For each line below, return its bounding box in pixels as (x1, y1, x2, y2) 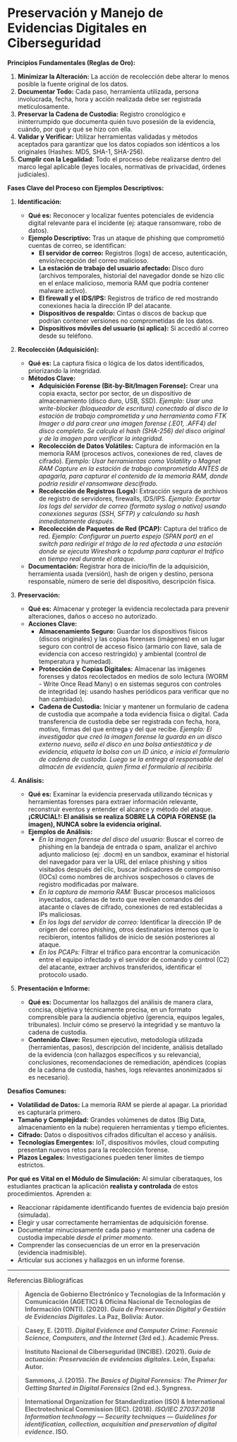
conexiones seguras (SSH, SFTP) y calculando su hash (38, 509, 200, 517)
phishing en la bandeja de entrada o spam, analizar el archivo (38, 842, 217, 851)
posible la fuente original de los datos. (17, 79, 129, 88)
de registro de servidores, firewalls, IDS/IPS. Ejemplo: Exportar (38, 494, 221, 503)
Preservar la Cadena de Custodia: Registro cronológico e (17, 110, 186, 118)
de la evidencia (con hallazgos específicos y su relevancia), (28, 1050, 202, 1059)
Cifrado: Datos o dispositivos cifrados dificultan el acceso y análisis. (17, 1131, 217, 1139)
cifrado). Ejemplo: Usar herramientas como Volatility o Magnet (38, 457, 221, 465)
